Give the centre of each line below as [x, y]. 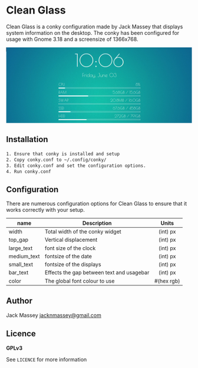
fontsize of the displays [73, 264]
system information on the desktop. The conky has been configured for [93, 32]
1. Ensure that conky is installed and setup [63, 154]
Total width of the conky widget [83, 232]
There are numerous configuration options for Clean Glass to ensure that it [97, 203]
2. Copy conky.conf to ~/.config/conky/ [57, 160]
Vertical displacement [71, 240]
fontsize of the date [69, 256]
